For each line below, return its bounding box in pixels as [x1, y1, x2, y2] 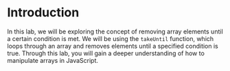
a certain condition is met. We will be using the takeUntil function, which [7, 34, 214, 42]
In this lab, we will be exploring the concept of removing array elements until [7, 27, 223, 35]
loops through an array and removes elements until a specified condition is [7, 42, 218, 50]
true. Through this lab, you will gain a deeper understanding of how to [7, 49, 205, 57]
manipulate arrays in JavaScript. [7, 56, 98, 64]
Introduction [7, 5, 80, 20]
